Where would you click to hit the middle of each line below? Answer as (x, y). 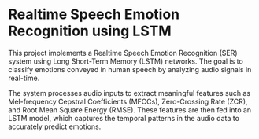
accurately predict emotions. (55, 126)
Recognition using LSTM (90, 31)
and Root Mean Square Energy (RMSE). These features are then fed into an (130, 110)
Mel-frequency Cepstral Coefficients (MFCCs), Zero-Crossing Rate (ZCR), (128, 101)
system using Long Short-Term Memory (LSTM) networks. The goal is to (126, 61)
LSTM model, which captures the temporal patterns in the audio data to (124, 118)
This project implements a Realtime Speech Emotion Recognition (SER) (123, 53)
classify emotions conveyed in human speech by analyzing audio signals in (130, 69)
